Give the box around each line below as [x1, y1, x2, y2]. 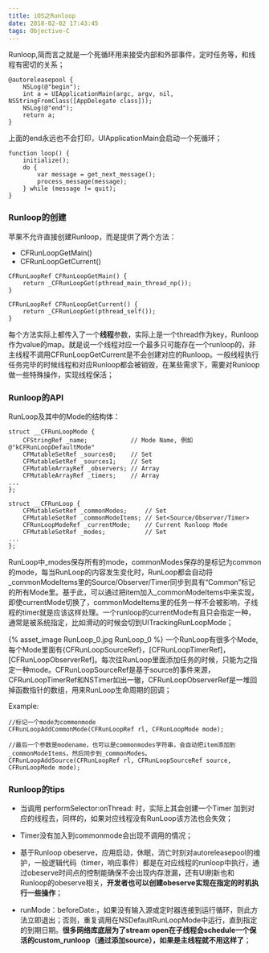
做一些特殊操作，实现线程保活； [8, 370, 114, 379]
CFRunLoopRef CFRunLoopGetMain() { [8, 271, 128, 280]
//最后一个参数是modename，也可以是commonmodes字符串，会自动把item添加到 [8, 740, 236, 749]
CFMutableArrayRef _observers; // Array [22, 464, 160, 472]
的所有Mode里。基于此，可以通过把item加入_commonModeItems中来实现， [8, 587, 259, 597]
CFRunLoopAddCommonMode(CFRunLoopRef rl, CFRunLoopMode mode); [8, 725, 225, 733]
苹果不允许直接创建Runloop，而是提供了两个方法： [8, 231, 177, 242]
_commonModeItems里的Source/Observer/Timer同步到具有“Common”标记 [8, 577, 255, 586]
